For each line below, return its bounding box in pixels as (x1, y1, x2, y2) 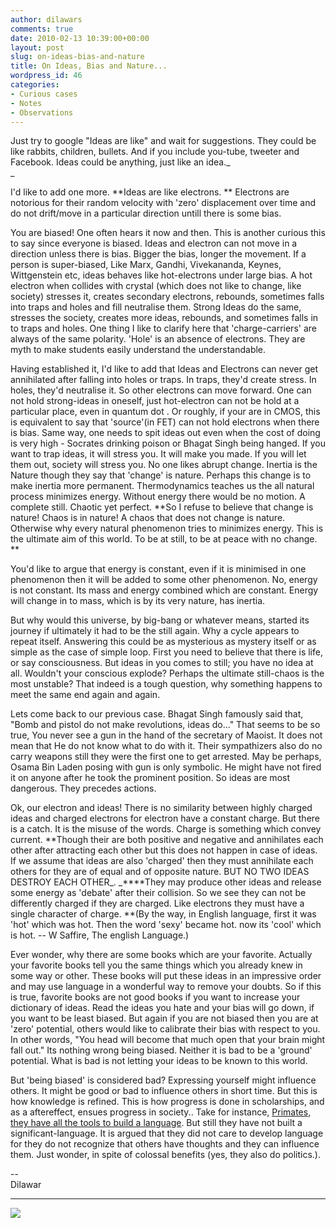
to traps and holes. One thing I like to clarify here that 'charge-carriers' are (10, 322, 317, 335)
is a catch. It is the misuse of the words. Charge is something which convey (10, 823, 322, 835)
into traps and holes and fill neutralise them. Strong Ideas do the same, (10, 301, 302, 313)
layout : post (10, 42, 65, 53)
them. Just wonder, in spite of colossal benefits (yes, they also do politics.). (10, 1149, 322, 1161)
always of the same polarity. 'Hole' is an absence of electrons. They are (10, 333, 306, 345)
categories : (10, 80, 60, 90)
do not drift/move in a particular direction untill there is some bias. (10, 207, 282, 220)
